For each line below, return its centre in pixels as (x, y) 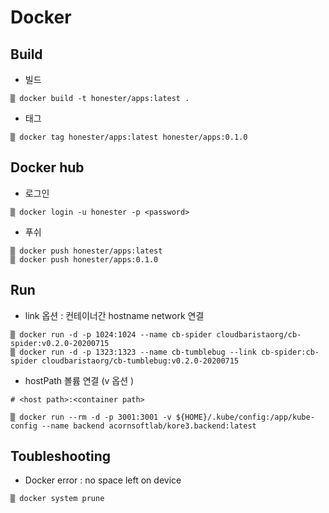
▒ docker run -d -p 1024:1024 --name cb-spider (111, 334)
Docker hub (47, 167)
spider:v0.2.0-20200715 (60, 343)
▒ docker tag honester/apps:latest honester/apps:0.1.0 (129, 137)
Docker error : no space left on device (103, 480)
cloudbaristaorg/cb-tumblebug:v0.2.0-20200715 (140, 361)
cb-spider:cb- (290, 352)
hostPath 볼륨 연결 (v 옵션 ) (79, 380)
